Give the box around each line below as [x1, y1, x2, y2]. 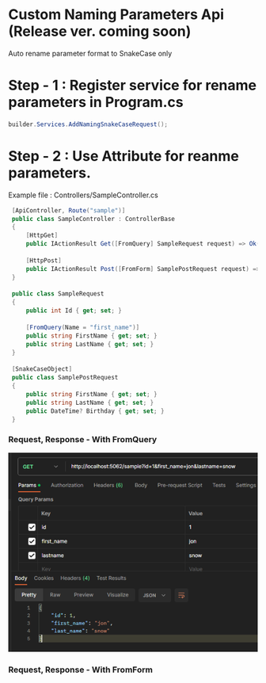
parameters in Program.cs [8, 93, 184, 112]
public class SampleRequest [11, 290, 104, 298]
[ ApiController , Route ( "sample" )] [11, 206, 126, 215]
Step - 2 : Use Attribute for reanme [8, 147, 239, 165]
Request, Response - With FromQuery [8, 434, 158, 445]
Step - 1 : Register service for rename [8, 77, 257, 94]
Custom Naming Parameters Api [8, 6, 224, 24]
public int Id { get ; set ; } [25, 307, 123, 315]
